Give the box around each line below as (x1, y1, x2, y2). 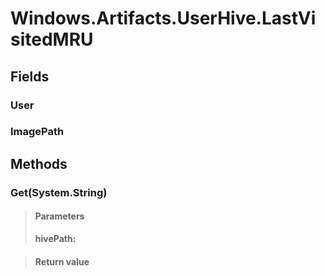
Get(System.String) (10, 185, 108, 199)
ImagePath (10, 125, 65, 139)
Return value (34, 255, 90, 267)
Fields (10, 68, 50, 85)
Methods (10, 155, 68, 172)
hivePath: (34, 232, 77, 244)
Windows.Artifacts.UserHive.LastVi (10, 7, 317, 30)
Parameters (34, 210, 85, 222)
